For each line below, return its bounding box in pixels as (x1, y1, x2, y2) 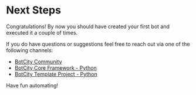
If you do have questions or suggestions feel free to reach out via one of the (6, 40, 190, 48)
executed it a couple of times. (6, 29, 78, 36)
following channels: (6, 46, 53, 53)
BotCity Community (14, 58, 63, 65)
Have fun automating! (6, 82, 59, 89)
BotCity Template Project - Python (14, 70, 98, 77)
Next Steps (6, 4, 62, 17)
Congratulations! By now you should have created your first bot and (6, 23, 170, 30)
